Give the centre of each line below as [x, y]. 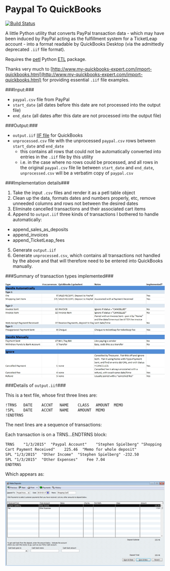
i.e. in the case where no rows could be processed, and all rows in [89, 162]
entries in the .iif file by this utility [57, 157]
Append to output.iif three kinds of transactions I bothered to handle [86, 214]
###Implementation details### [37, 183]
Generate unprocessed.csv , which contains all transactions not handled [86, 255]
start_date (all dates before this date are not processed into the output [87, 104]
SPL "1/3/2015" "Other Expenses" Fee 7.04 [55, 459]
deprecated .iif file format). [35, 49]
